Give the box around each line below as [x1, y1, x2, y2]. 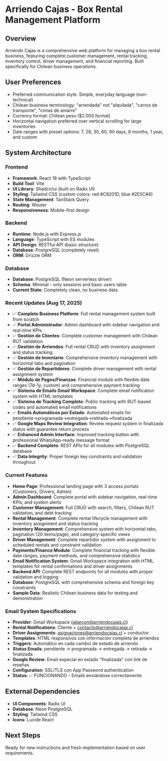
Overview [5, 34, 37, 43]
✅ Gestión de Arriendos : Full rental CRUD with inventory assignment [12, 344, 155, 350]
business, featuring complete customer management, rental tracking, [5, 53, 148, 59]
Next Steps [5, 731, 41, 740]
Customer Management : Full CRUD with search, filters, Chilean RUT [12, 504, 154, 511]
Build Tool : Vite [12, 180, 45, 186]
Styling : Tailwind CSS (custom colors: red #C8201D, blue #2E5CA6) [12, 191, 153, 197]
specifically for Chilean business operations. [5, 64, 97, 69]
